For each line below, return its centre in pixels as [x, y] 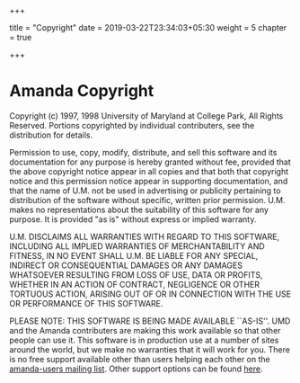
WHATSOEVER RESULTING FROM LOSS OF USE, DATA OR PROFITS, [136, 274]
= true [21, 37]
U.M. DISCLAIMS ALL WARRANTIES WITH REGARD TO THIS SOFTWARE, [145, 236]
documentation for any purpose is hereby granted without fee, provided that [150, 162]
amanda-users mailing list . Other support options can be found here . [136, 369]
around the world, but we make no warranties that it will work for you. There [150, 349]
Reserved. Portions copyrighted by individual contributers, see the [132, 125]
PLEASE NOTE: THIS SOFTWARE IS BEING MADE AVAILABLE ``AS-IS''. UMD [150, 321]
